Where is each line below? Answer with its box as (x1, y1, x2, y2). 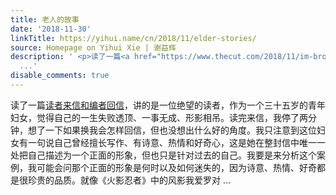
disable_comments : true (10, 71, 110, 81)
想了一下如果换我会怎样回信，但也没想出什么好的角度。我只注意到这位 (27, 124, 317, 136)
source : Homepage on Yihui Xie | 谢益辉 (10, 42, 177, 53)
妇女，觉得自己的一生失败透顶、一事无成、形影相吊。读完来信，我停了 (10, 111, 300, 123)
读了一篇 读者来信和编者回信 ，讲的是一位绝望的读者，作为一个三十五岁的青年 (10, 99, 326, 111)
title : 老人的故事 (10, 14, 80, 25)
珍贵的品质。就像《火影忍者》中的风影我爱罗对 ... (27, 174, 232, 186)
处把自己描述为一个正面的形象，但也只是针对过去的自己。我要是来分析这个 (10, 149, 317, 161)
